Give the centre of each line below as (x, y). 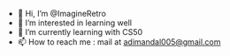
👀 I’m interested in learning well (75, 23)
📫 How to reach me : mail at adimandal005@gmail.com (119, 42)
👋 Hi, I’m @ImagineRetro (61, 14)
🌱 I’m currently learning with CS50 (80, 32)
